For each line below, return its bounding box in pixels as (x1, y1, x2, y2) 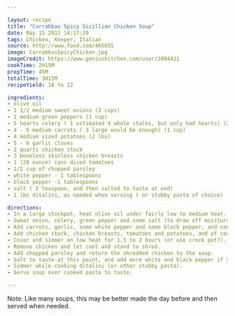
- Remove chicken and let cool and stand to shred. (7, 243, 161, 250)
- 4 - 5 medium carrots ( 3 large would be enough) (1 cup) (7, 127, 187, 134)
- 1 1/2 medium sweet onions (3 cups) (7, 107, 120, 114)
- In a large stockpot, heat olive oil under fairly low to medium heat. (7, 210, 227, 217)
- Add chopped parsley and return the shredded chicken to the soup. (7, 250, 215, 257)
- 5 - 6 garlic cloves (7, 139, 73, 147)
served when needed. (7, 302, 71, 310)
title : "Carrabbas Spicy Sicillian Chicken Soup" (7, 22, 155, 30)
